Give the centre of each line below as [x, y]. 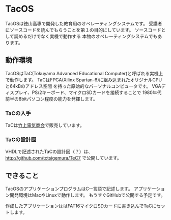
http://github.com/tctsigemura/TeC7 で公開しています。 [64, 158]
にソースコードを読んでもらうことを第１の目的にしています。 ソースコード [83, 30]
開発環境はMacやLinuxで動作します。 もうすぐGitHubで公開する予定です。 [87, 195]
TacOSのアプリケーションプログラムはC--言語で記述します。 [69, 189]
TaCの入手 [18, 113]
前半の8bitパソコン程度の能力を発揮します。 [51, 99]
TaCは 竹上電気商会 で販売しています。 [45, 125]
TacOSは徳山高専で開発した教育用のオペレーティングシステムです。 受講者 [84, 23]
